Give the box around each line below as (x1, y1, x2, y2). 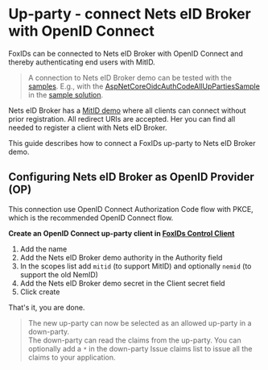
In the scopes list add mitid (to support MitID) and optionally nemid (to (19, 261, 252, 271)
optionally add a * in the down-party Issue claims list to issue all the (27, 343, 253, 353)
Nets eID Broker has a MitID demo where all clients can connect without (8, 106, 247, 115)
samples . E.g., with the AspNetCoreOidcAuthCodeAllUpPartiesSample (27, 81, 260, 91)
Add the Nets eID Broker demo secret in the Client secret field (19, 278, 225, 288)
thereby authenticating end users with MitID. (8, 57, 155, 67)
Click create (19, 287, 60, 297)
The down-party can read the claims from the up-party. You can (27, 335, 241, 345)
